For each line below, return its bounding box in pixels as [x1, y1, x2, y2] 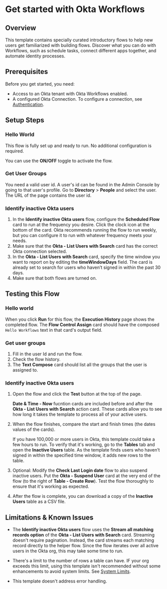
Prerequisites [5, 67, 48, 76]
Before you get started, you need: [5, 81, 75, 87]
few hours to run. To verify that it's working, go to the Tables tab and [12, 441, 155, 448]
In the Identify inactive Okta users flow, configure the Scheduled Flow [12, 216, 160, 223]
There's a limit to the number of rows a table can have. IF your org [12, 558, 149, 564]
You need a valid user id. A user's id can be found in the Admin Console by [5, 181, 160, 187]
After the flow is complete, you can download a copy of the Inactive [12, 493, 153, 499]
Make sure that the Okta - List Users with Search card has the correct [12, 243, 158, 249]
